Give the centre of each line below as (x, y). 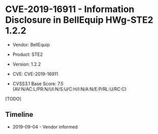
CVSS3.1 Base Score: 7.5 (38, 84)
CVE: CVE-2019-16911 (35, 74)
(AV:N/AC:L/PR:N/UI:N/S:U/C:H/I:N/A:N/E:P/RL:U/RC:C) (69, 89)
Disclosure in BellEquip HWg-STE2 (79, 20)
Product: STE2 (28, 54)
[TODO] (13, 99)
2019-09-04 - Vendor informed (45, 126)
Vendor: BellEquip (31, 44)
